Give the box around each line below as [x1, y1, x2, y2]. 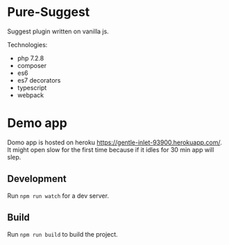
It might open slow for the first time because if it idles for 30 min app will [7, 145, 214, 153]
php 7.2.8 [17, 53, 44, 62]
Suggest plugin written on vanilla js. [7, 27, 109, 35]
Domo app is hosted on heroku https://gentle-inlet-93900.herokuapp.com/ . [7, 138, 222, 146]
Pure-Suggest [7, 4, 90, 20]
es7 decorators [17, 76, 61, 84]
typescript [17, 83, 47, 92]
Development [7, 173, 67, 185]
